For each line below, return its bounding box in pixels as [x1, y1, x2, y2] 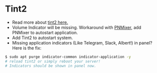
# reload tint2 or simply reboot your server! [5, 59, 101, 64]
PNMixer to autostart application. [12, 29, 78, 35]
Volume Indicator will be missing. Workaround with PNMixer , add [12, 24, 141, 30]
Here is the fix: [12, 45, 42, 51]
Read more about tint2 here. [12, 19, 68, 25]
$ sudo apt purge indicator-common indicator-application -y [5, 54, 131, 59]
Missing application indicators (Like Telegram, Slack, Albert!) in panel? [12, 40, 153, 45]
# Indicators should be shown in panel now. [5, 63, 96, 68]
